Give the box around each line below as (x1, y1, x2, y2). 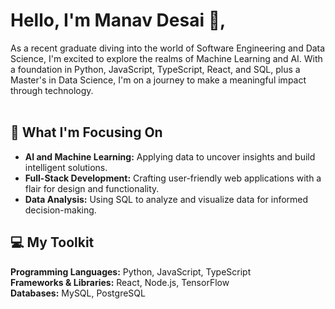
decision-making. (24, 204, 97, 216)
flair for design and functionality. (24, 182, 160, 194)
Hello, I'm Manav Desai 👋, (10, 9, 227, 32)
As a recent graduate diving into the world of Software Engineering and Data (10, 42, 326, 54)
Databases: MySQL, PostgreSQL (10, 287, 146, 299)
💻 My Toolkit (10, 234, 95, 251)
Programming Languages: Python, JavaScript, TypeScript (10, 265, 252, 278)
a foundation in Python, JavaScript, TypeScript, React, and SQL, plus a (10, 63, 301, 75)
